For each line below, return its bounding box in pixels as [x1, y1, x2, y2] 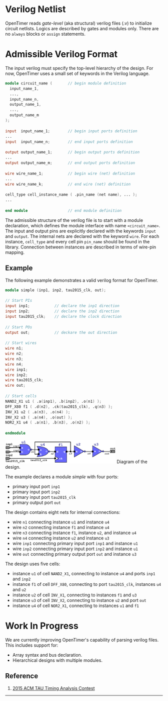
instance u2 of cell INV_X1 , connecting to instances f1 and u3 [12, 592, 137, 598]
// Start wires [5, 340, 37, 345]
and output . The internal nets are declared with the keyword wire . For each [5, 233, 159, 239]
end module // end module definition [5, 208, 122, 213]
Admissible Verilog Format [5, 49, 118, 60]
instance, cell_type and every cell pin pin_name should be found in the [5, 238, 150, 244]
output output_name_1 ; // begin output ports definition [5, 150, 140, 155]
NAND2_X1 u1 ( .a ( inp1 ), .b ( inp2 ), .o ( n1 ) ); [5, 399, 101, 404]
